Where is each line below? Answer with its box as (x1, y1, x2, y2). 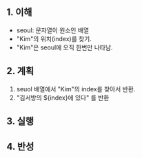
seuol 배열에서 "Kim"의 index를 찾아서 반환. (16, 84, 136, 93)
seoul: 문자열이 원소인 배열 (16, 26, 90, 34)
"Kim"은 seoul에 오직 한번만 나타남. (16, 43, 113, 52)
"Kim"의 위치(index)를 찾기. (16, 34, 92, 43)
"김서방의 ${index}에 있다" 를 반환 (16, 93, 110, 102)
